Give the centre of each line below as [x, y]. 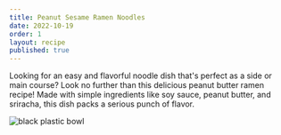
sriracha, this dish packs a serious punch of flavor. [102, 104]
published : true [39, 51]
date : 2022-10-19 [41, 26]
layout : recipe [37, 42]
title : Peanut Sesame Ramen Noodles [77, 17]
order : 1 [25, 34]
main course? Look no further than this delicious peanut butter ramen [137, 85]
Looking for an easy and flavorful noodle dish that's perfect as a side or [140, 75]
